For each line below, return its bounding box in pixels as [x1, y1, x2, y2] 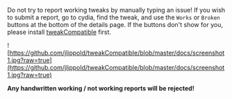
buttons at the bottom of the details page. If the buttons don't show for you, [7, 21, 224, 28]
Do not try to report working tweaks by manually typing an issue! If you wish [7, 6, 226, 14]
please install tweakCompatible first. [7, 28, 112, 36]
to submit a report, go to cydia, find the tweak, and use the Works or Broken [7, 13, 220, 21]
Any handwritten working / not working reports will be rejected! [7, 84, 194, 92]
